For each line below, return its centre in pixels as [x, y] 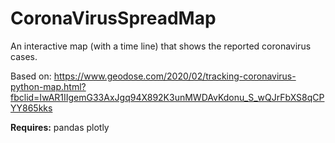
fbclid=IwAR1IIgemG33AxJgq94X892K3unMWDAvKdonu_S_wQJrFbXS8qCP [167, 97]
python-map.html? [48, 86]
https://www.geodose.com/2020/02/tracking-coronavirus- [175, 76]
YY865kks [31, 108]
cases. [24, 56]
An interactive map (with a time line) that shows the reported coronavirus [161, 46]
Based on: [31, 76]
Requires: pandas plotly [60, 127]
